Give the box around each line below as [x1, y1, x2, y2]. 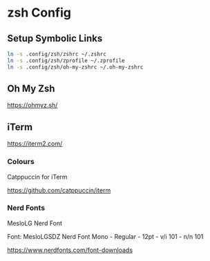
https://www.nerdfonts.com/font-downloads [7, 246, 133, 254]
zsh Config [7, 5, 71, 21]
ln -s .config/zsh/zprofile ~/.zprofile [7, 57, 126, 64]
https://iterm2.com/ [7, 140, 63, 148]
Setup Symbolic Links [7, 33, 103, 44]
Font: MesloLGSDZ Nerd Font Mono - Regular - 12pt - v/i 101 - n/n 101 [7, 232, 204, 240]
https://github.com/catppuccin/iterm [7, 186, 111, 195]
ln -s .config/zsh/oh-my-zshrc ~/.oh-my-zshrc [7, 64, 144, 71]
